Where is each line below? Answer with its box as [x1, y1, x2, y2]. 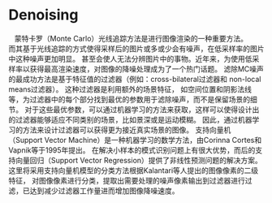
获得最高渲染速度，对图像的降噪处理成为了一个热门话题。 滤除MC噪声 [29, 63, 264, 74]
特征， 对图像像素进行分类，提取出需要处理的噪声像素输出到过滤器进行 [8, 175, 245, 185]
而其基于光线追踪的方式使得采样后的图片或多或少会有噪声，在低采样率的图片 [8, 43, 265, 54]
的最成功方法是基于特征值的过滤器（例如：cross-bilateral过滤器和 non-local [8, 74, 261, 84]
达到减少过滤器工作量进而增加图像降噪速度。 [29, 185, 179, 196]
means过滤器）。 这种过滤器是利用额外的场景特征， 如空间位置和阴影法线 [8, 84, 252, 94]
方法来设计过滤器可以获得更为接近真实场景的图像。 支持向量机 [22, 124, 231, 135]
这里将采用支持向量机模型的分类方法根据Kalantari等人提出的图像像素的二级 [8, 165, 259, 175]
